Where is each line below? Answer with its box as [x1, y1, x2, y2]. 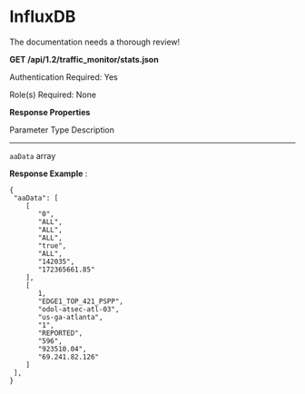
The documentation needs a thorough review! [9, 36, 181, 47]
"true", [37, 241, 67, 251]
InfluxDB [9, 6, 76, 27]
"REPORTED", [37, 329, 84, 338]
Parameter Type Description [9, 124, 115, 135]
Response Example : [9, 168, 88, 179]
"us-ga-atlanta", [37, 312, 103, 321]
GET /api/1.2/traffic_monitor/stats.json [9, 54, 159, 64]
